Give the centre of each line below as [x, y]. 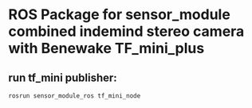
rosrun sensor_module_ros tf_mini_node [75, 96]
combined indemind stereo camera [126, 31]
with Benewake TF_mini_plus [106, 48]
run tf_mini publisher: [63, 77]
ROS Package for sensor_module [120, 15]
